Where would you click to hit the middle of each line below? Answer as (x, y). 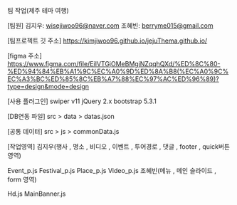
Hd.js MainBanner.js (37, 194)
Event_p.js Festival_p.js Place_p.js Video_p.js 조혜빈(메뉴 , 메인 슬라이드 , (112, 170)
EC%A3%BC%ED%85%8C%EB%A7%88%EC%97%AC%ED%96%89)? (113, 79)
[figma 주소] (25, 56)
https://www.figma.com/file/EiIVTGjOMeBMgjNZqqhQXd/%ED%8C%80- (114, 64)
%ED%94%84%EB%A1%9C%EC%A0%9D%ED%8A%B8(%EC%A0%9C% (118, 71)
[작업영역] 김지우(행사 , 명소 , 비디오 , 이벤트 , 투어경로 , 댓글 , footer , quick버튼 (118, 147)
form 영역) (22, 179)
